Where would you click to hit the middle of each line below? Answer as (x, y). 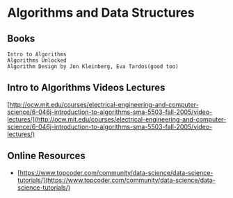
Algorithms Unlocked (37, 60)
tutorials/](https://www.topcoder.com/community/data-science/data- (116, 180)
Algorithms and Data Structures (101, 13)
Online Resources (46, 156)
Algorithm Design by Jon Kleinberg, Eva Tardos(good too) (93, 67)
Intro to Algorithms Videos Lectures (86, 88)
